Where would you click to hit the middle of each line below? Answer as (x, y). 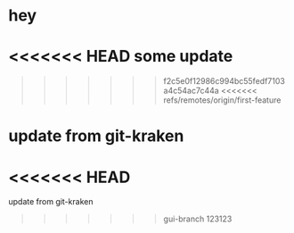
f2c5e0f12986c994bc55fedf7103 (225, 81)
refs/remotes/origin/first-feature (222, 100)
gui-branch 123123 (198, 219)
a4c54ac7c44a (191, 91)
